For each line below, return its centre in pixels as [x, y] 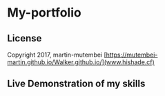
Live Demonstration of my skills [76, 84]
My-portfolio [44, 13]
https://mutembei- [132, 55]
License [25, 38]
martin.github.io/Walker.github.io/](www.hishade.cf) [81, 62]
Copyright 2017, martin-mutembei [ [57, 55]
